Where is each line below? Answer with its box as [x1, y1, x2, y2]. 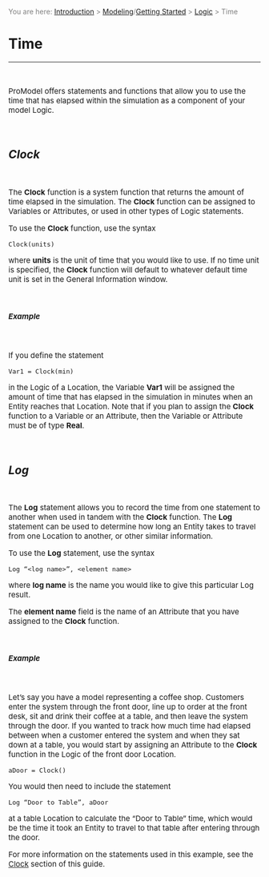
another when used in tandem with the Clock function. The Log [8, 512, 233, 523]
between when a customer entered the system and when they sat [8, 730, 240, 741]
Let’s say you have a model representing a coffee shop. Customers [8, 692, 245, 703]
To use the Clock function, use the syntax [8, 223, 156, 234]
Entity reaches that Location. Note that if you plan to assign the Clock [8, 401, 255, 412]
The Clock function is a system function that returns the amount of [8, 187, 244, 198]
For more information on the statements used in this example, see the [8, 849, 254, 860]
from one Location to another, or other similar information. [8, 531, 214, 541]
